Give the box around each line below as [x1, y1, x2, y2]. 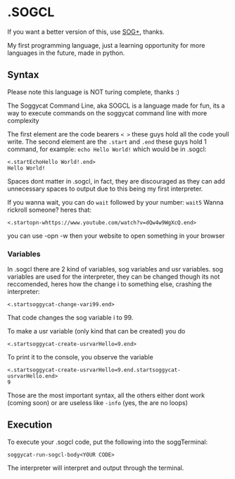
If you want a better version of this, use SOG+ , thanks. [7, 27, 165, 36]
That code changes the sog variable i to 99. [7, 314, 134, 322]
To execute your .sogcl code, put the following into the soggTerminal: [7, 438, 208, 446]
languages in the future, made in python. [7, 49, 125, 57]
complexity [7, 116, 40, 124]
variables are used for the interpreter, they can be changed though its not [7, 272, 220, 281]
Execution [7, 419, 53, 431]
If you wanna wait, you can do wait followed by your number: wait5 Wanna [7, 198, 224, 206]
